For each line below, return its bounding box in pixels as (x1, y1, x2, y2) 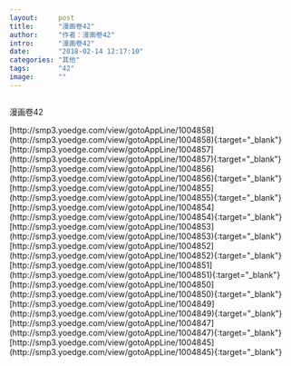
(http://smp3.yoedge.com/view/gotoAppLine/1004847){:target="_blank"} (9, 327, 283, 338)
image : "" (9, 73, 67, 82)
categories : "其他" (9, 55, 81, 64)
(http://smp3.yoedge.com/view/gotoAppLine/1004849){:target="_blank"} (9, 308, 283, 319)
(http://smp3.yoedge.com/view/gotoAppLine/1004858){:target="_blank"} (9, 134, 283, 145)
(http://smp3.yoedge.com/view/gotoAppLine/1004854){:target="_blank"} (9, 211, 283, 223)
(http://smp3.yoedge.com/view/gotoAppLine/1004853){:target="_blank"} (9, 231, 283, 242)
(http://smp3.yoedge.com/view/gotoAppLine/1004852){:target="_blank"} (9, 250, 283, 261)
